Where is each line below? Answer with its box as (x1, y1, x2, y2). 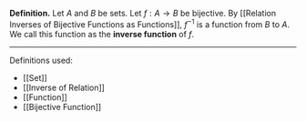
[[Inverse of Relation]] (22, 82, 105, 93)
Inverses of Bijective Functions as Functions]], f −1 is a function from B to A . (9, 17, 290, 30)
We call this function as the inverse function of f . (9, 28, 195, 39)
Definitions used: (9, 55, 73, 66)
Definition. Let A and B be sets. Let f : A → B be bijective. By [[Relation (9, 8, 276, 18)
